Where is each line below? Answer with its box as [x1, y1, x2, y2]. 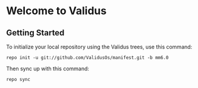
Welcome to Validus [6, 4, 107, 18]
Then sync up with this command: [6, 65, 89, 72]
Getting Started [6, 28, 65, 38]
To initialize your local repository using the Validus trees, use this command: [6, 43, 193, 50]
